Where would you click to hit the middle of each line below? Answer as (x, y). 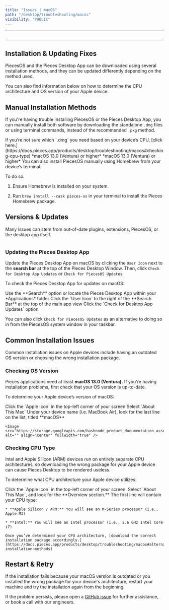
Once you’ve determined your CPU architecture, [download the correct (81, 535)
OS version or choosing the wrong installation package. (63, 358)
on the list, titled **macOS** (35, 417)
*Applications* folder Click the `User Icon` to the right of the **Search (78, 299)
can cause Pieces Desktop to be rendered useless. (58, 469)
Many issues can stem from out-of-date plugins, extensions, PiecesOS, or (82, 229)
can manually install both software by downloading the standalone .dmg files (84, 125)
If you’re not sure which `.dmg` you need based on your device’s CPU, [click (84, 140)
